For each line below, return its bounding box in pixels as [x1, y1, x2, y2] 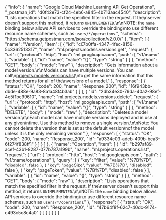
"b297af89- [130, 141, 154, 147]
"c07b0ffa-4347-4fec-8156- [76, 41, 135, 47]
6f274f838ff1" [5, 141, 34, 147]
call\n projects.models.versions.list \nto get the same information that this [5, 73, 154, 78]
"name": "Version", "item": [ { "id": [5, 41, 76, 47]
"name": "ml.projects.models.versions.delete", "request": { [38, 94, 158, 100]
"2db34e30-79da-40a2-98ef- [98, 89, 161, 94]
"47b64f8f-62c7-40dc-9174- [96, 204, 157, 210]
